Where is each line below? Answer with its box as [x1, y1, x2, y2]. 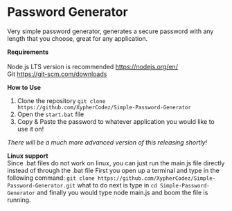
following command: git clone [7, 174, 95, 182]
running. [7, 195, 31, 204]
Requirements [7, 48, 49, 56]
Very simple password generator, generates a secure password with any [7, 27, 214, 35]
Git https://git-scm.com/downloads [7, 70, 107, 78]
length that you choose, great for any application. [7, 34, 148, 42]
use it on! [17, 125, 44, 133]
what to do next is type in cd [77, 181, 157, 189]
